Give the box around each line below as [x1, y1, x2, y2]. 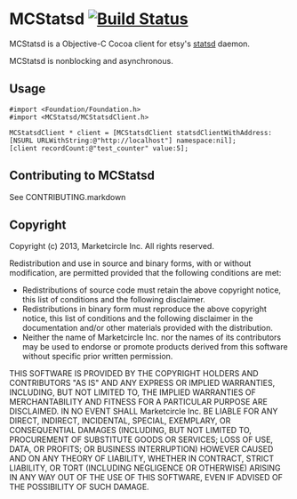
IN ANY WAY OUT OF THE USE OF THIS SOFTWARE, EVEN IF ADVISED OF [9, 472, 283, 483]
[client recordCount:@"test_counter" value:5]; [9, 143, 189, 153]
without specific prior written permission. [21, 351, 173, 362]
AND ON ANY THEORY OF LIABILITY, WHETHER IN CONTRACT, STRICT [9, 454, 275, 464]
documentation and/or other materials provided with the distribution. [21, 323, 273, 334]
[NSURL [9, 136, 34, 145]
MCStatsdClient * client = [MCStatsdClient [9, 128, 173, 137]
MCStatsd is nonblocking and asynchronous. [9, 55, 173, 66]
